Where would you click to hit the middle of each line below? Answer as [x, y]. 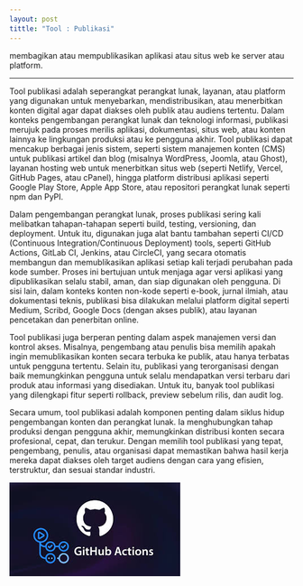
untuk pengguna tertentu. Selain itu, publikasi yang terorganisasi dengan [144, 366]
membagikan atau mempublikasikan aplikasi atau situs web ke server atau [147, 55]
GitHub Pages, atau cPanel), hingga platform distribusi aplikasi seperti [139, 177]
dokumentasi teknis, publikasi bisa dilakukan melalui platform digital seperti [149, 300]
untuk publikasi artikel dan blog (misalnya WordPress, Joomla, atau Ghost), [149, 158]
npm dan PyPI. [37, 196]
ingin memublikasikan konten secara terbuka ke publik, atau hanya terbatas [150, 356]
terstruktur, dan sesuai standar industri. [83, 470]
